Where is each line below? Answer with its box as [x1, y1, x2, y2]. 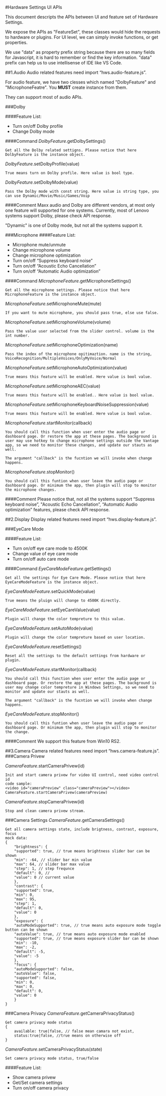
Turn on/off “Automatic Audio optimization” [12, 268, 101, 274]
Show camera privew [12, 1075, 56, 1080]
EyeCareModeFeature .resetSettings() [5, 644, 82, 650]
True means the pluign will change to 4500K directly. [5, 598, 121, 603]
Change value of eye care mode [12, 551, 79, 556]
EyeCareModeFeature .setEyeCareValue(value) [5, 607, 100, 613]
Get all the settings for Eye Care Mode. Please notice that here [5, 575, 146, 580]
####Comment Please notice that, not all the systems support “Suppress [5, 496, 155, 502]
